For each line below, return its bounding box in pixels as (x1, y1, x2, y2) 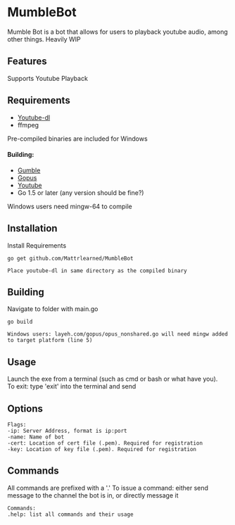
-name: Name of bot (7, 434, 65, 441)
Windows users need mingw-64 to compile (7, 202, 132, 210)
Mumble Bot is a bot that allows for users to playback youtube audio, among (7, 27, 229, 36)
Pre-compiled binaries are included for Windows (7, 134, 148, 143)
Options (7, 403, 44, 415)
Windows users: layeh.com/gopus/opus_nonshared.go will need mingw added (7, 331, 229, 338)
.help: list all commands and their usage (7, 511, 134, 518)
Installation (7, 222, 58, 234)
